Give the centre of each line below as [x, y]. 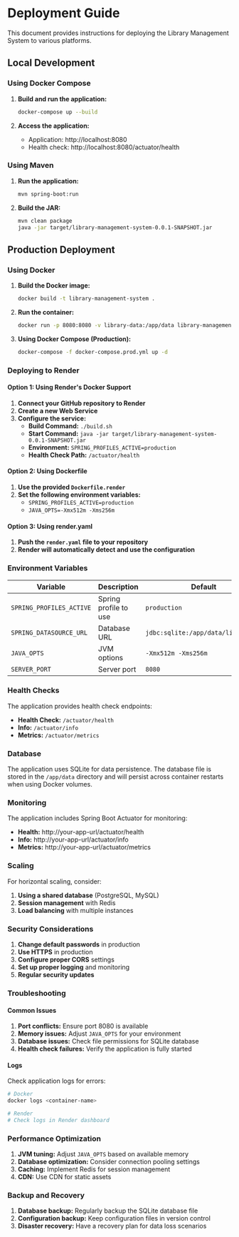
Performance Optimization [54, 1138]
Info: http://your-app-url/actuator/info [73, 839]
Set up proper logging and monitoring [74, 967]
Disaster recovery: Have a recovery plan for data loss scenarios [112, 1226]
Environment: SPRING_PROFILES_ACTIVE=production [102, 447]
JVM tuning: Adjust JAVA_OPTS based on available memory [103, 1154]
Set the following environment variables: [79, 495]
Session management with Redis [67, 903]
